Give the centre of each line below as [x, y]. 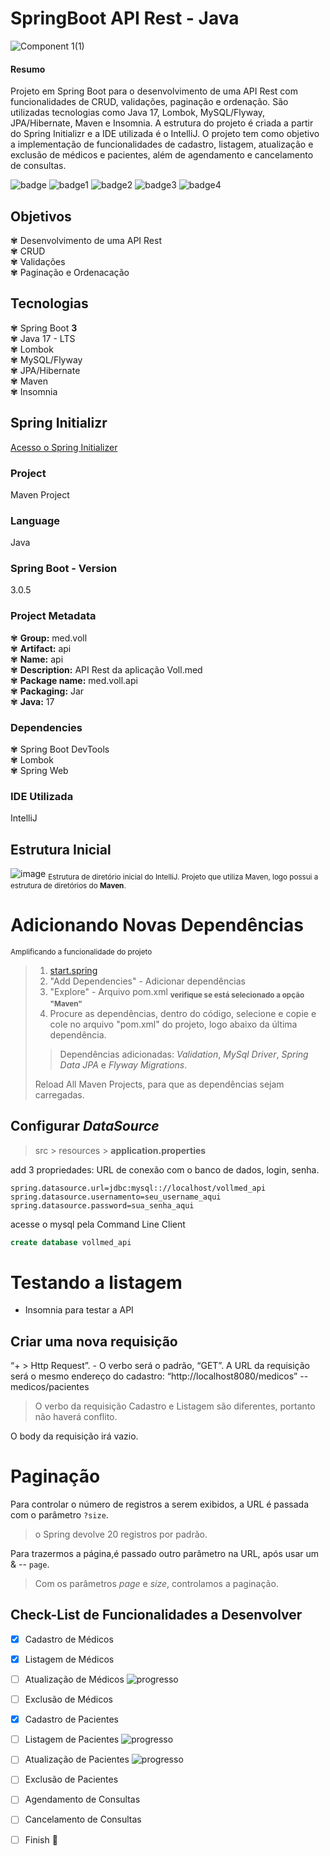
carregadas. [59, 1094]
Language [35, 520]
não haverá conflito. [76, 1417]
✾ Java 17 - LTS [43, 338]
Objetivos [41, 216]
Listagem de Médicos [69, 1659]
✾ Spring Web [39, 771]
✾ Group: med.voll [49, 638]
